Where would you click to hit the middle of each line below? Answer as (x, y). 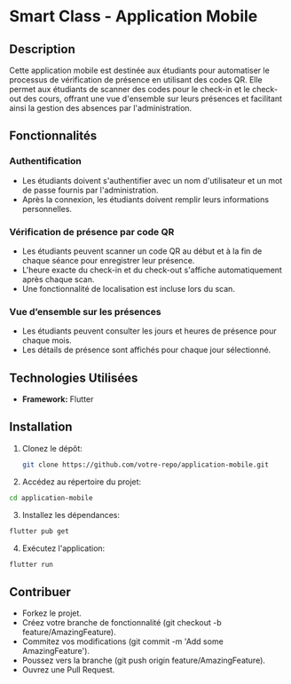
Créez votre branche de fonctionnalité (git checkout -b (122, 623)
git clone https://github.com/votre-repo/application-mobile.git (145, 464)
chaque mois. (47, 341)
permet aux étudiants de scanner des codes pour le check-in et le (130, 89)
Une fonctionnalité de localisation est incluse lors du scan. (128, 288)
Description (42, 49)
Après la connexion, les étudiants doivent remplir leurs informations (145, 199)
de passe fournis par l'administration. (90, 190)
